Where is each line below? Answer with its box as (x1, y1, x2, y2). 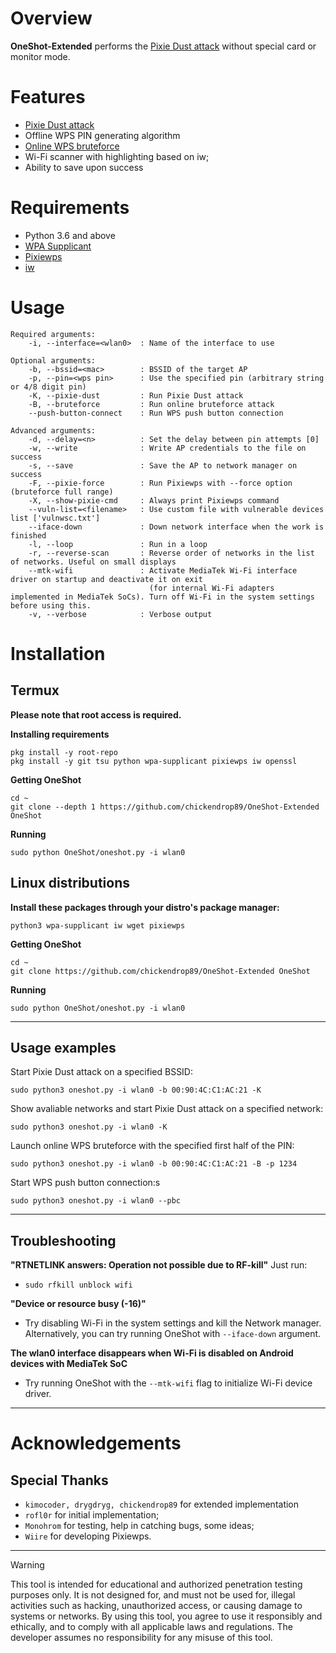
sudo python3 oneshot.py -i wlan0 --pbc (10, 1196, 182, 1206)
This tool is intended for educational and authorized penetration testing (10, 1578, 303, 1591)
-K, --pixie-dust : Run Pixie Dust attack (28, 390, 244, 401)
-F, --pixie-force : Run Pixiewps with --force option (28, 478, 293, 488)
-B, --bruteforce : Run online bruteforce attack (28, 399, 275, 409)
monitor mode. (10, 50, 71, 62)
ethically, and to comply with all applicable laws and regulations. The (10, 1621, 293, 1633)
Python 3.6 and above (24, 229, 116, 241)
